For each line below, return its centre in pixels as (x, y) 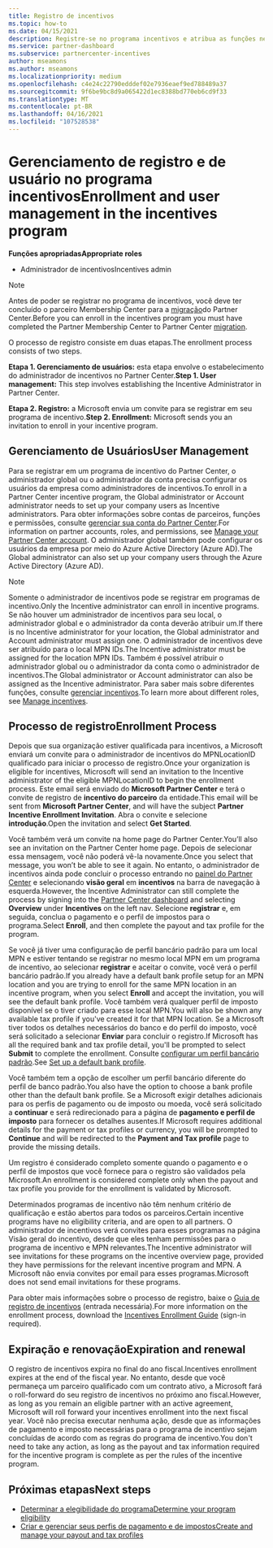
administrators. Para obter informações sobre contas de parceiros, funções (134, 514)
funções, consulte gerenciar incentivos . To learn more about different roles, (134, 692)
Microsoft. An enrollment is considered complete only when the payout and (133, 1180)
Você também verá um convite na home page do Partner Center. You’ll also (133, 839)
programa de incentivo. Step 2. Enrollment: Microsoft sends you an (121, 417)
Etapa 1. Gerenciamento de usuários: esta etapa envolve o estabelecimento (136, 366)
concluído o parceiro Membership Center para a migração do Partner (123, 309)
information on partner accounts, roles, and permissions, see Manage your (134, 531)
